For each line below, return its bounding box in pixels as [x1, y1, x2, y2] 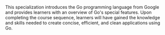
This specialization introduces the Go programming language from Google [5, 4, 159, 10]
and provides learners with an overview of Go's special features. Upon [5, 9, 152, 15]
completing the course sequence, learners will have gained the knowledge [5, 15, 160, 20]
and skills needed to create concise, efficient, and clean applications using [5, 20, 160, 26]
